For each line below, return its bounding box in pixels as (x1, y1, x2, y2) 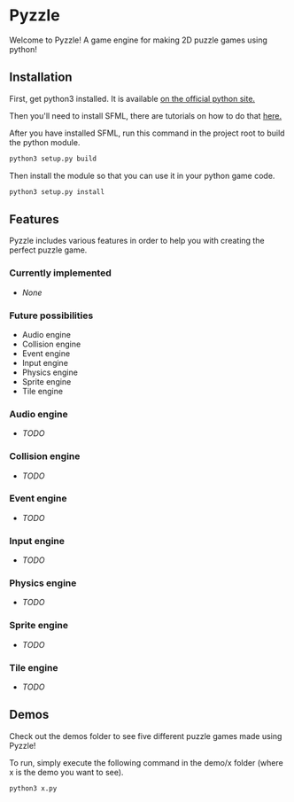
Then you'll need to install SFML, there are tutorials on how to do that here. (9, 110, 282, 121)
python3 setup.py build (9, 154, 97, 163)
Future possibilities (9, 309, 94, 322)
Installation (9, 70, 73, 85)
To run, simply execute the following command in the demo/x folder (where (9, 757, 283, 767)
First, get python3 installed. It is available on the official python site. (9, 93, 255, 104)
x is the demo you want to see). (9, 767, 124, 777)
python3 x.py (9, 783, 58, 793)
